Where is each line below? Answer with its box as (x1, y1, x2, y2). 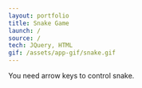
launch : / (8, 26, 41, 34)
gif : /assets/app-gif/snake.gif (8, 49, 116, 57)
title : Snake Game (8, 19, 69, 27)
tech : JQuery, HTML (8, 42, 73, 50)
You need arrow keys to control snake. (8, 71, 135, 80)
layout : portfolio (8, 11, 69, 20)
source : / (8, 34, 41, 42)
